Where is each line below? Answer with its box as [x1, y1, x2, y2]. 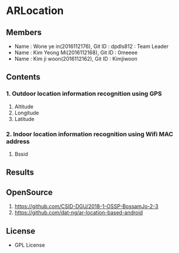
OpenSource [6, 187, 53, 197]
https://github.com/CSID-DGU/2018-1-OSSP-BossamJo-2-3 [14, 203, 159, 210]
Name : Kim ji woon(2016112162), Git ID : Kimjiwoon [14, 56, 138, 62]
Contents [6, 72, 41, 82]
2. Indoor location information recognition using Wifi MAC [6, 130, 174, 138]
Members [6, 27, 42, 37]
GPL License [14, 241, 45, 248]
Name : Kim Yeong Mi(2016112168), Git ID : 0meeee [14, 49, 138, 56]
